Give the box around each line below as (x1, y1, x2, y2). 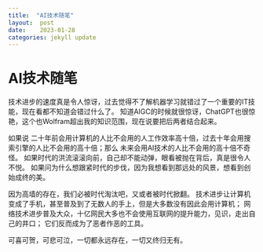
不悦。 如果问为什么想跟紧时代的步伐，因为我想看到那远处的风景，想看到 (8, 163, 244, 173)
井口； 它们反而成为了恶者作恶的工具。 (21, 219, 148, 228)
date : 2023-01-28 (8, 26, 76, 34)
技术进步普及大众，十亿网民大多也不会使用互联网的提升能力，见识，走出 (14, 209, 249, 218)
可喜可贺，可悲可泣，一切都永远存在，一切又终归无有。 (8, 236, 187, 245)
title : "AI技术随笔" (8, 11, 75, 20)
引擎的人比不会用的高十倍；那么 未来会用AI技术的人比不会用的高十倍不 (14, 143, 244, 153)
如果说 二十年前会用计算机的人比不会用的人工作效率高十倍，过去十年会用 (8, 133, 244, 143)
